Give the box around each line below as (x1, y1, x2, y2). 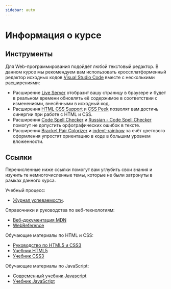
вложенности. (12, 138, 43, 144)
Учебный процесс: (5, 187, 45, 194)
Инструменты (5, 50, 53, 59)
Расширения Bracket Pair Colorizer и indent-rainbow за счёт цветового (12, 127, 165, 133)
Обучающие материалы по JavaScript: (5, 263, 89, 269)
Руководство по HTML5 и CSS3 (12, 242, 82, 248)
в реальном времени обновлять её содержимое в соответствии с (12, 95, 158, 101)
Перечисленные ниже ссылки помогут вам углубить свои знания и (5, 166, 153, 173)
